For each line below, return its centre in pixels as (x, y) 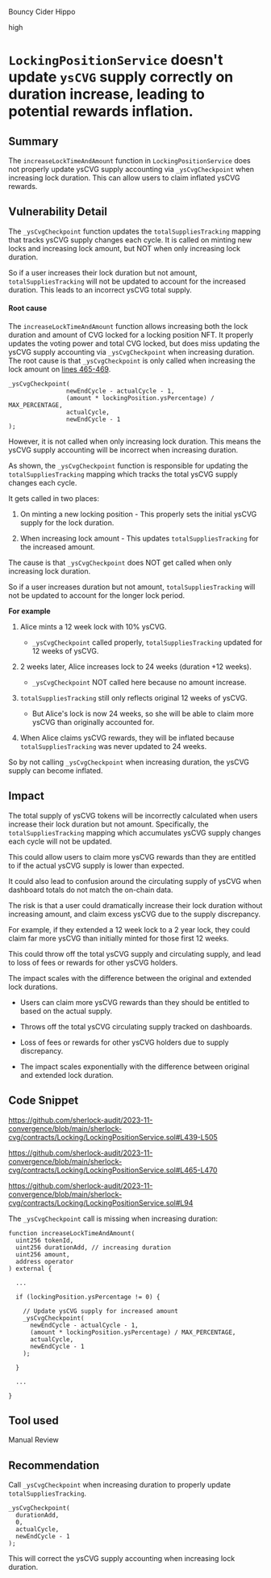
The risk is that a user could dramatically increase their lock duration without (135, 905)
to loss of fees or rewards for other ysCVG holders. (93, 962)
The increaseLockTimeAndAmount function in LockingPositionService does (130, 160)
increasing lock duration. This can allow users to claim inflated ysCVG (124, 178)
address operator (45, 1261)
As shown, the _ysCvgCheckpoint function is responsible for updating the (128, 466)
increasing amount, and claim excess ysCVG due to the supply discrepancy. (134, 914)
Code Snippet (44, 1101)
